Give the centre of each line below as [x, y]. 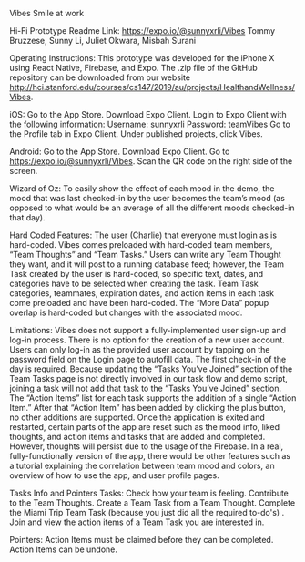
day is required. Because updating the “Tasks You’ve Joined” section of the [151, 369]
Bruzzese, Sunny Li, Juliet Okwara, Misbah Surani [103, 41]
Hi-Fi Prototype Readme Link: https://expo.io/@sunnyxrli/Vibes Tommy [142, 31]
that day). [27, 217]
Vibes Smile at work [47, 13]
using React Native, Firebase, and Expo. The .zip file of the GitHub [133, 68]
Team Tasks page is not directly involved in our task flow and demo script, [149, 378]
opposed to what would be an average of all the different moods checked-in [152, 208]
